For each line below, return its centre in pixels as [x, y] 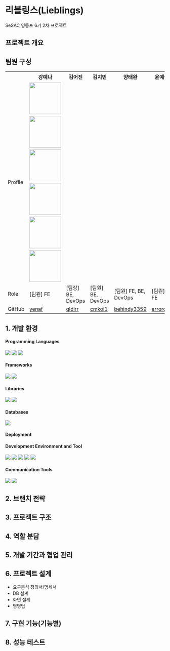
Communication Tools [29, 469]
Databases [17, 412]
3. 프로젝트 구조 [28, 518]
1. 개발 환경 [22, 328]
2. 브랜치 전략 [25, 498]
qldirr [72, 309]
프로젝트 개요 [25, 43]
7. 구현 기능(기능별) [33, 623]
